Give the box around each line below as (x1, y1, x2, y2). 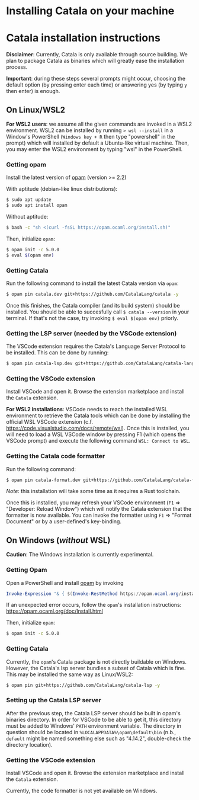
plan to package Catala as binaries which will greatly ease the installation (6, 57, 185, 65)
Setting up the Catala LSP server (6, 696, 102, 705)
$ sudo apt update (6, 197, 52, 203)
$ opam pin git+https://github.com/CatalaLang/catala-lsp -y (6, 682, 161, 688)
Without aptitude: (6, 213, 49, 220)
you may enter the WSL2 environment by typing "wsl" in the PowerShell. (6, 145, 182, 152)
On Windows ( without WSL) (6, 535, 111, 545)
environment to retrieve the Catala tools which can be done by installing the (6, 412, 191, 419)
